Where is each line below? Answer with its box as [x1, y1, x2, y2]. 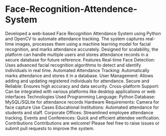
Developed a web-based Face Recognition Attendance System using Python [5, 30, 161, 36]
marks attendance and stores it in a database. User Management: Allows [5, 72, 154, 78]
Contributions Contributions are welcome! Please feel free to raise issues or [5, 120, 160, 126]
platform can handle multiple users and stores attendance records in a [5, 51, 149, 58]
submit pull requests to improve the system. [5, 125, 95, 131]
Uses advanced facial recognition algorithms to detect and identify [5, 62, 141, 68]
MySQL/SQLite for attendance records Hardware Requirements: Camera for [5, 99, 160, 105]
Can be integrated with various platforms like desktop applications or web [5, 88, 156, 94]
